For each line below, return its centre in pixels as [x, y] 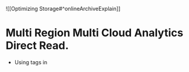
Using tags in [31, 62]
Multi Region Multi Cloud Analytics [94, 33]
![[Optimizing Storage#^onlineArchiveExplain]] [63, 9]
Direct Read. [37, 46]
